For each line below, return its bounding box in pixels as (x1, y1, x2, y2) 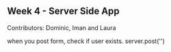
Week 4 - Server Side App (7, 5, 120, 17)
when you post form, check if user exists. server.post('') (7, 37, 166, 45)
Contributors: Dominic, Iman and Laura (7, 23, 116, 31)
